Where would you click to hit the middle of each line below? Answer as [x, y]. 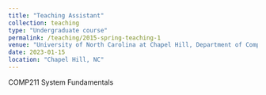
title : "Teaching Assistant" [56, 15]
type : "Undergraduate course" [58, 30]
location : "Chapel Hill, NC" [56, 60]
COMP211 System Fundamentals [61, 82]
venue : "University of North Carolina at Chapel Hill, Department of [125, 45]
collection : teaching [44, 23]
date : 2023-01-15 [37, 52]
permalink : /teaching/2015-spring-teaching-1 [84, 38]
